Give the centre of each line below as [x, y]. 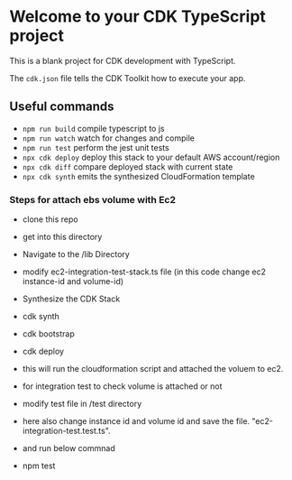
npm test [39, 466]
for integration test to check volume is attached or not [122, 386]
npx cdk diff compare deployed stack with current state [128, 166]
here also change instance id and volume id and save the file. [136, 421]
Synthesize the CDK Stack [71, 299]
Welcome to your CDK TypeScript [137, 17]
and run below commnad [68, 448]
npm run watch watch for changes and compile [109, 138]
